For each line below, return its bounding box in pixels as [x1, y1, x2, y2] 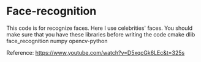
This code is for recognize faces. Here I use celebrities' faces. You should [6, 24, 193, 32]
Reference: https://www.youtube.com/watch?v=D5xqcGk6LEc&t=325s [6, 49, 185, 56]
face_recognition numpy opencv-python [6, 37, 108, 44]
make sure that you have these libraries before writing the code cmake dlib [6, 30, 195, 38]
